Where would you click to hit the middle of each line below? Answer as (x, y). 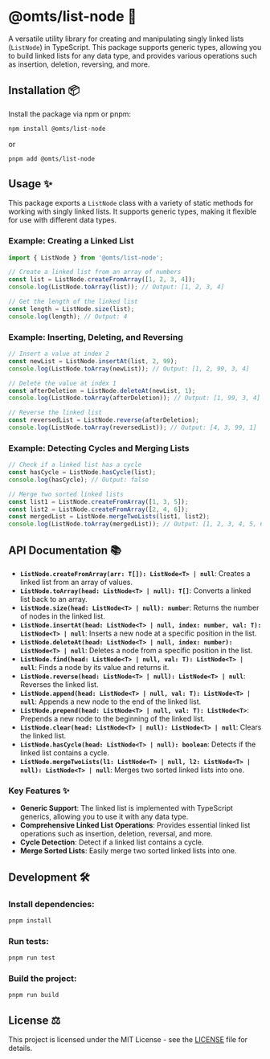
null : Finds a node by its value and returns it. (94, 668)
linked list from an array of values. (76, 583)
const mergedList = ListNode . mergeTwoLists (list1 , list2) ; (109, 517)
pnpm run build (34, 996)
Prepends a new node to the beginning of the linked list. (112, 719)
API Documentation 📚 (65, 550)
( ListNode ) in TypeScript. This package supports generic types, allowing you (135, 47)
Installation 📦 (44, 90)
